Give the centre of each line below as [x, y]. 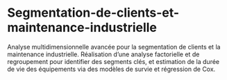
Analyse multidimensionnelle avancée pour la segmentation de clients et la [114, 47]
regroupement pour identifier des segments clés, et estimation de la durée [113, 61]
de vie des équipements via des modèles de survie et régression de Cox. [111, 69]
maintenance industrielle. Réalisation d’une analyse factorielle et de [103, 54]
